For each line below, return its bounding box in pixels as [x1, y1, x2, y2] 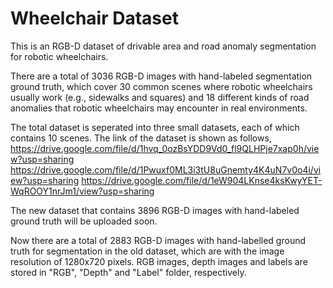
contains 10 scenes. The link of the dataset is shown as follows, [10, 132, 272, 144]
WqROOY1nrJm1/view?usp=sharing [10, 185, 155, 197]
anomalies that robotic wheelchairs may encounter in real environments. [10, 102, 308, 114]
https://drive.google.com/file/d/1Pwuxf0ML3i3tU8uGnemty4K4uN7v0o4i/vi [10, 163, 322, 176]
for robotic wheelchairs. [10, 50, 109, 62]
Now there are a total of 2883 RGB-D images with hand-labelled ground [10, 234, 307, 246]
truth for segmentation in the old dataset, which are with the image [10, 245, 285, 257]
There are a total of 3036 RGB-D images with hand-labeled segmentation [10, 70, 313, 82]
